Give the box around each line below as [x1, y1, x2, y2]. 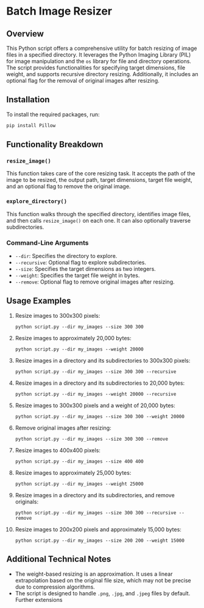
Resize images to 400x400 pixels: [15, 446, 100, 454]
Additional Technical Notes [6, 554, 111, 564]
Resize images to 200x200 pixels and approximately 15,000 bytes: [15, 525, 181, 533]
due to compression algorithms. [15, 583, 96, 590]
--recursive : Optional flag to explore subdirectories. [15, 259, 146, 266]
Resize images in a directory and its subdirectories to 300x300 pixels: [15, 357, 191, 364]
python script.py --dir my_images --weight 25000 [15, 481, 144, 487]
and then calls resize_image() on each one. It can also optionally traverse [6, 217, 191, 224]
